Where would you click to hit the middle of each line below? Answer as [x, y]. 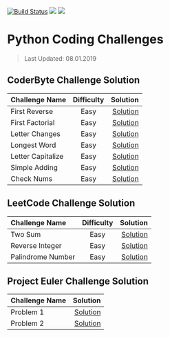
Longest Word [33, 145]
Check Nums [32, 178]
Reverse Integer [36, 245]
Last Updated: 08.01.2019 [60, 58]
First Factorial [33, 122]
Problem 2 [28, 323]
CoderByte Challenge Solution [74, 80]
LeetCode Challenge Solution [71, 203]
